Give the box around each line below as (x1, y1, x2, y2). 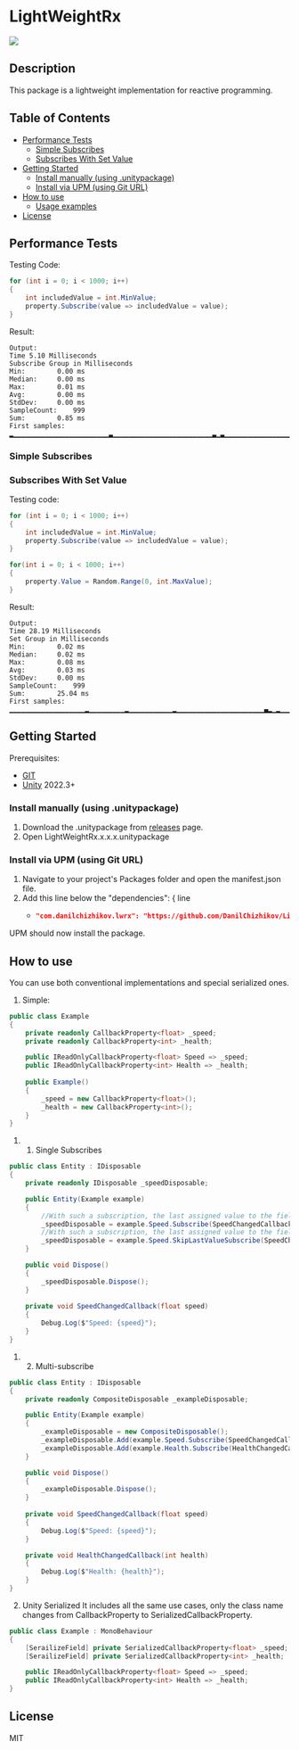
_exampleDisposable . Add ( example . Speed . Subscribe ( (41, 1436, 229, 1445)
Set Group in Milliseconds (9, 634, 109, 643)
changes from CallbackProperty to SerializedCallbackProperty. (21, 1609, 253, 1620)
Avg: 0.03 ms (9, 665, 86, 674)
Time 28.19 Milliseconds (9, 626, 101, 635)
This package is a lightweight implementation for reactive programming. (9, 85, 273, 95)
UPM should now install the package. (9, 928, 146, 938)
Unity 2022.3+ (21, 779, 76, 790)
